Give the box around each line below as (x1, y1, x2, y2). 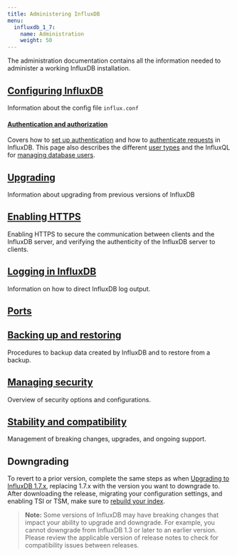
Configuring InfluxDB (7, 85, 104, 97)
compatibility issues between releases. (24, 541, 139, 550)
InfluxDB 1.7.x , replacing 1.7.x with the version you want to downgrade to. (7, 482, 221, 491)
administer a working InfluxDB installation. (7, 64, 131, 73)
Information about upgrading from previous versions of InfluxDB (7, 190, 196, 199)
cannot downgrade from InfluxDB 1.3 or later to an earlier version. (24, 526, 217, 535)
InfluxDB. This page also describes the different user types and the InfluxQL (7, 143, 231, 152)
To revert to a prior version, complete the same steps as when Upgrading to (7, 474, 230, 483)
